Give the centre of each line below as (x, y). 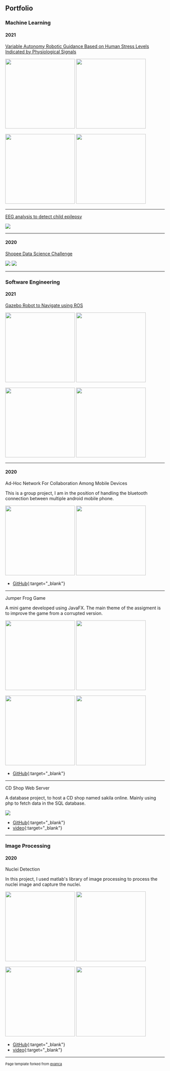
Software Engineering (33, 282)
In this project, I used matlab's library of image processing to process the (81, 879)
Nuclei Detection (23, 869)
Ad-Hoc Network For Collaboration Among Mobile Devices (66, 483)
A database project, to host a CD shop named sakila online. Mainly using (81, 798)
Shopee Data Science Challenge (39, 254)
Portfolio (19, 8)
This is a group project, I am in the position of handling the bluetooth (76, 493)
